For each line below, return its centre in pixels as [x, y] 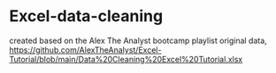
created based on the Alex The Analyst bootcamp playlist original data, [138, 40]
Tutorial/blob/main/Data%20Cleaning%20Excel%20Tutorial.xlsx [126, 59]
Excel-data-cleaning [86, 16]
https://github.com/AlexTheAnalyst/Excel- [85, 49]
